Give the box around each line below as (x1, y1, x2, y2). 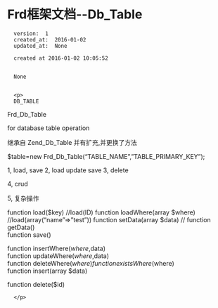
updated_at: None (13, 42, 68, 49)
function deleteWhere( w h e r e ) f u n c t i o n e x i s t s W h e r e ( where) (7, 259, 174, 267)
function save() (7, 230, 51, 239)
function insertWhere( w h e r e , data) (7, 244, 106, 252)
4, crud (7, 179, 28, 188)
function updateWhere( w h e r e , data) (7, 251, 110, 260)
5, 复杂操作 (7, 194, 39, 203)
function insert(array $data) (7, 267, 88, 275)
